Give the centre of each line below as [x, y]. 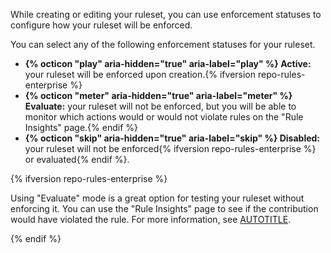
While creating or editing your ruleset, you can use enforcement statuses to [166, 14]
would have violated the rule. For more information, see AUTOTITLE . [151, 219]
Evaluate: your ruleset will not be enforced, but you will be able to [160, 106]
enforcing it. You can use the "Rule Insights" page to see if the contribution [164, 208]
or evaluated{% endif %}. [77, 159]
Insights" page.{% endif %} [81, 127]
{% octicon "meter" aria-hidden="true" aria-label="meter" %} [158, 95]
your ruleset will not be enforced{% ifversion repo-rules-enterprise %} [170, 148]
